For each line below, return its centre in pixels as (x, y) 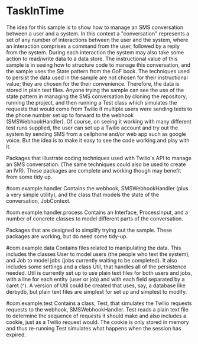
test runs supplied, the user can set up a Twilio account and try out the (92, 128)
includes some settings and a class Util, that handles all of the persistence (96, 267)
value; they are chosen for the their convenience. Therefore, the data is (93, 83)
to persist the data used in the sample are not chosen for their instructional (97, 77)
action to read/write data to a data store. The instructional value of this (92, 59)
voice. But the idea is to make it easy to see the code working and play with (98, 140)
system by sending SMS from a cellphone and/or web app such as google (96, 134)
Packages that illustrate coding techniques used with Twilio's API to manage (99, 158)
